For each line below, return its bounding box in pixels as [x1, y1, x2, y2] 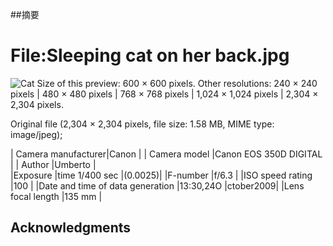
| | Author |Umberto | [10, 158, 97, 170]
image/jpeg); [10, 128, 63, 140]
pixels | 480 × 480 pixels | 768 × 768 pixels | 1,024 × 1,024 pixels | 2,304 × [10, 88, 319, 100]
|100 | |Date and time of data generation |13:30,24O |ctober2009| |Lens [10, 179, 305, 192]
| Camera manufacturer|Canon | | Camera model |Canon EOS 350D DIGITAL [10, 148, 323, 160]
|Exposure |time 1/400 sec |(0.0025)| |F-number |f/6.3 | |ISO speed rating [10, 169, 313, 181]
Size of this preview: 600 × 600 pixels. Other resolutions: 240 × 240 [36, 77, 318, 89]
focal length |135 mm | [10, 190, 103, 202]
